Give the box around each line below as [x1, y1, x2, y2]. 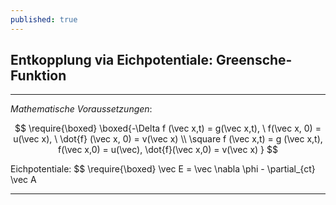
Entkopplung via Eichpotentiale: [10, 52, 214, 69]
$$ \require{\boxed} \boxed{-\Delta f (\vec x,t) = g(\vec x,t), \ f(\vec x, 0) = [14, 122, 322, 135]
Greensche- [215, 52, 293, 69]
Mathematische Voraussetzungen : [10, 103, 153, 115]
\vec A [10, 174, 37, 186]
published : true [10, 14, 78, 25]
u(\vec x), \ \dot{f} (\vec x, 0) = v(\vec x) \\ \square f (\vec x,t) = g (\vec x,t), [13, 133, 323, 145]
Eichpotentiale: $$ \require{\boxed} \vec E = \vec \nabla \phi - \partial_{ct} [10, 163, 316, 175]
